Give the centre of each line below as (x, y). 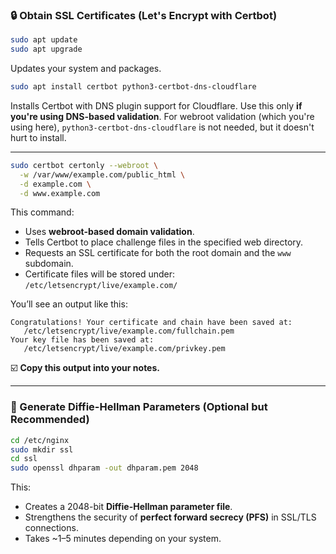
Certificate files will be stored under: (99, 274)
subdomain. (49, 264)
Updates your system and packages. (86, 69)
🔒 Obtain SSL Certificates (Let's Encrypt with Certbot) (144, 15)
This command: (42, 212)
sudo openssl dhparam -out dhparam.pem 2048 (104, 468)
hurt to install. (38, 137)
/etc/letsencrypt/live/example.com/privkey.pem (124, 349)
